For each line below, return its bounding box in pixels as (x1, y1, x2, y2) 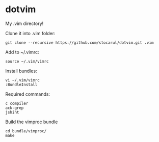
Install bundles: (5, 68, 37, 74)
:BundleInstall (5, 82, 38, 87)
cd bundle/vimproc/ (5, 128, 47, 133)
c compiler (5, 101, 29, 106)
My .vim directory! (5, 20, 44, 26)
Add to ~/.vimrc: (5, 49, 39, 55)
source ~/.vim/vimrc (5, 59, 49, 64)
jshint (5, 109, 19, 115)
